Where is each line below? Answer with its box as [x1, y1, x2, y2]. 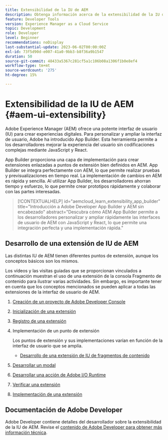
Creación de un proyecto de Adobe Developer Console [12, 298, 126, 304]
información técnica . [5, 429, 47, 435]
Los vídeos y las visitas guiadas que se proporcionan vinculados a [5, 267, 141, 273]
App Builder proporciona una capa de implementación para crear [5, 156, 139, 163]
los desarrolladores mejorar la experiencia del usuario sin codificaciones [5, 141, 155, 148]
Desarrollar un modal [12, 362, 56, 368]
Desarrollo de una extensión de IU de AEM [5, 239, 139, 248]
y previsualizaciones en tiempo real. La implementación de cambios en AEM [5, 172, 162, 178]
